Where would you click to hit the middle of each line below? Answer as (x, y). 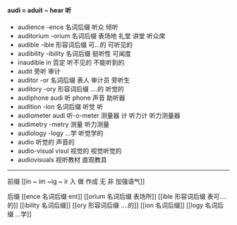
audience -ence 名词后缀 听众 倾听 (68, 27)
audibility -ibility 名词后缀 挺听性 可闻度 (74, 54)
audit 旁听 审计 (39, 71)
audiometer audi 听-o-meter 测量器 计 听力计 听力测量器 (99, 115)
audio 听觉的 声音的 (46, 142)
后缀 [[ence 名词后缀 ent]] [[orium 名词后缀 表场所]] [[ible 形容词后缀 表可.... (117, 197)
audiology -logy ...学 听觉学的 (60, 133)
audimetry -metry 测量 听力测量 (63, 125)
